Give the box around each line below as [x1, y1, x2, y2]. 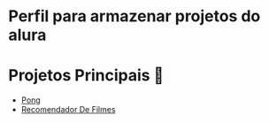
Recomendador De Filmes [20, 104, 116, 115]
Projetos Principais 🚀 [8, 65, 165, 86]
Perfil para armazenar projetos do [8, 6, 261, 27]
